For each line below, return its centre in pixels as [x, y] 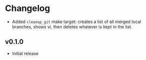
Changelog [28, 8]
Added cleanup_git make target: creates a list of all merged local [77, 22]
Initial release [25, 53]
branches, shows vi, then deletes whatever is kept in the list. [72, 26]
